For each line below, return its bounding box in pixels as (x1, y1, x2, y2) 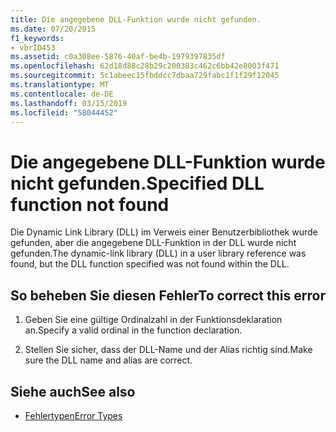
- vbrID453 (10, 42, 56, 53)
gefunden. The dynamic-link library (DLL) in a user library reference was (10, 247, 307, 260)
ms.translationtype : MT (10, 80, 110, 90)
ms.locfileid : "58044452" (10, 107, 118, 118)
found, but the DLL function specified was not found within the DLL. (10, 258, 290, 270)
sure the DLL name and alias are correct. (24, 354, 193, 366)
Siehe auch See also (10, 383, 136, 400)
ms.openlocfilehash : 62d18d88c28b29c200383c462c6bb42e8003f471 (10, 61, 280, 71)
